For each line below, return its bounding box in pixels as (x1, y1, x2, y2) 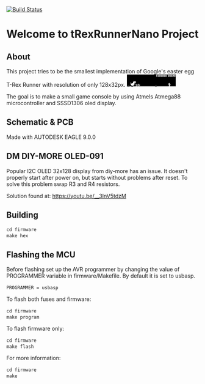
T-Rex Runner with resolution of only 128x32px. (6, 81, 126, 88)
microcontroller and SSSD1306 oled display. (6, 100, 117, 106)
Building (6, 210, 38, 220)
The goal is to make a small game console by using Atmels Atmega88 (6, 93, 181, 100)
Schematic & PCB (6, 117, 74, 128)
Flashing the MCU (6, 249, 76, 260)
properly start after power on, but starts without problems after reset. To (6, 174, 188, 181)
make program (6, 314, 40, 320)
